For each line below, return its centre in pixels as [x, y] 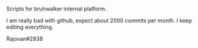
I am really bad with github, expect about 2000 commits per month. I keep [99, 20]
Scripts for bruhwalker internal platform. [56, 9]
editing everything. [30, 27]
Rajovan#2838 [25, 39]
